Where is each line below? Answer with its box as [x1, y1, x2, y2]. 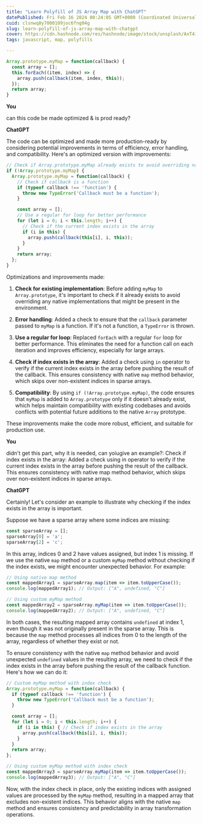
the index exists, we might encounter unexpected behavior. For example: [6, 563, 186, 570]
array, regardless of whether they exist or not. [6, 638, 120, 645]
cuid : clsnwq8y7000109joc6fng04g [6, 20, 90, 26]
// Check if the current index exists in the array [22, 223, 155, 229]
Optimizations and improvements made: [6, 273, 105, 280]
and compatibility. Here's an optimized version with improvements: [6, 151, 171, 158]
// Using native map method [6, 575, 77, 581]
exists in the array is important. [6, 504, 83, 511]
